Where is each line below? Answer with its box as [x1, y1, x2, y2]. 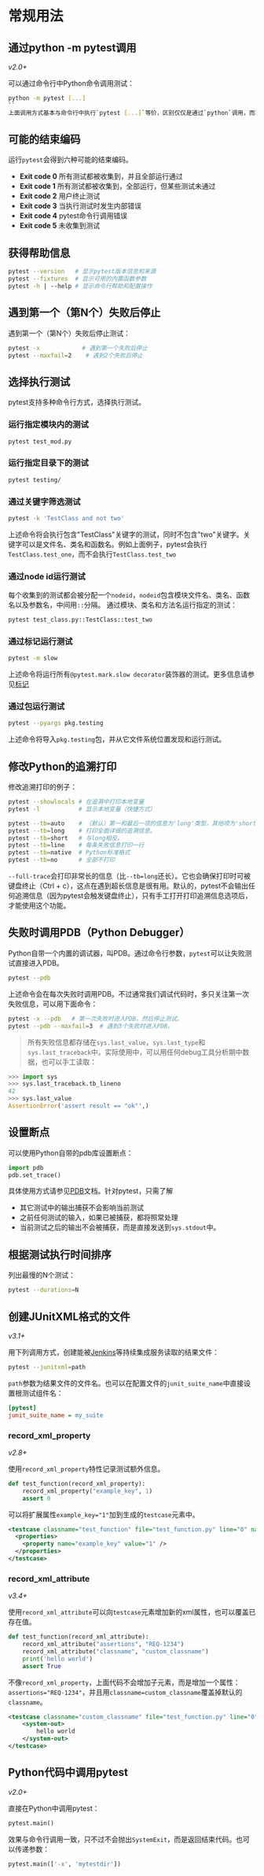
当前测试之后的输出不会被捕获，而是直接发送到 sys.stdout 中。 [19, 1223, 221, 1232]
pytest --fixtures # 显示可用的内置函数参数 [8, 275, 147, 283]
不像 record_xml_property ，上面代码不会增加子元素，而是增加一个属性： [8, 1678, 241, 1687]
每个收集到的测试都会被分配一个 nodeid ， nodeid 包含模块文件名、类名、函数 [8, 590, 250, 600]
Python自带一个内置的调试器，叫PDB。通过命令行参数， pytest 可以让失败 [8, 948, 245, 957]
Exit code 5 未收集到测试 [19, 221, 101, 231]
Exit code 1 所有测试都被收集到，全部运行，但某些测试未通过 [19, 182, 216, 191]
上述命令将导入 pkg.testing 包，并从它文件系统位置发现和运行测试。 [8, 734, 226, 744]
